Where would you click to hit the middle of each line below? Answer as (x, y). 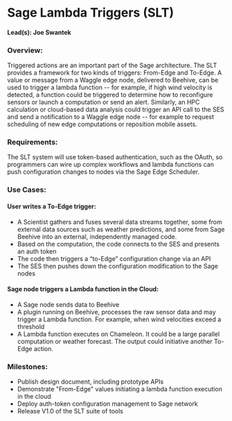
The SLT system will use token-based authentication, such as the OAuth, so (115, 157)
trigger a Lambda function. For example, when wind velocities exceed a (119, 319)
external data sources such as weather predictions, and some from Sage (121, 229)
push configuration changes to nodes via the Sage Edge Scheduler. (103, 172)
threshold (31, 326)
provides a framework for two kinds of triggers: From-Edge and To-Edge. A (115, 73)
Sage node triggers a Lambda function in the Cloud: (83, 289)
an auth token (37, 251)
